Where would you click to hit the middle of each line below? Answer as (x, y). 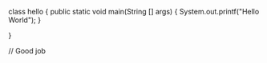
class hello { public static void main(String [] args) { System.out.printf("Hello (134, 12)
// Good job (27, 51)
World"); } (25, 20)
